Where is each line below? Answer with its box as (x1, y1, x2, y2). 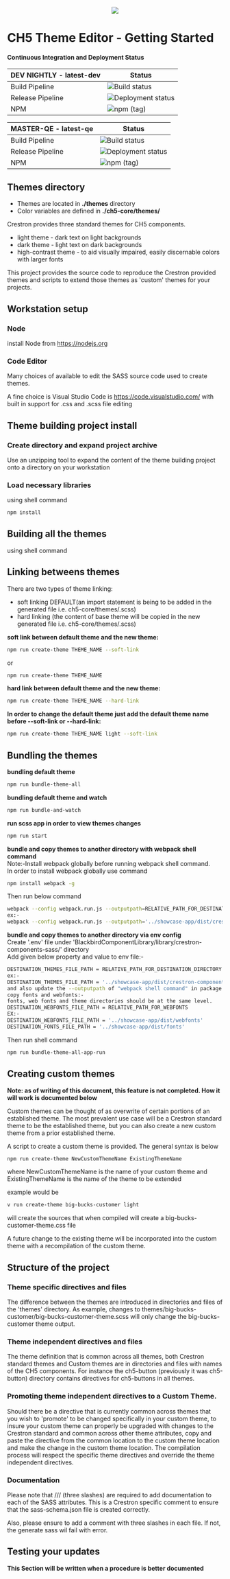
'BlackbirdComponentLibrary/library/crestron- (73, 938, 202, 946)
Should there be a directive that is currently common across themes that (7, 1407, 211, 1415)
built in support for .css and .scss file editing (7, 400, 133, 408)
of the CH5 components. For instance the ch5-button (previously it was (7, 1367, 208, 1375)
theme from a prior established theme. (7, 1129, 116, 1137)
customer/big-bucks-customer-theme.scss (7, 1312, 129, 1320)
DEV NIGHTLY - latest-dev (10, 71, 101, 80)
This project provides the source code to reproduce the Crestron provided (7, 268, 216, 277)
